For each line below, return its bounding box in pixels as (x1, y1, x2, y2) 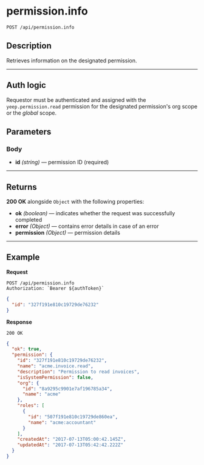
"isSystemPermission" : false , (17, 374, 94, 380)
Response (6, 318, 32, 326)
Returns (6, 182, 38, 192)
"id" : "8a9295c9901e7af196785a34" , (22, 386, 113, 392)
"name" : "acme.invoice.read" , (17, 363, 94, 369)
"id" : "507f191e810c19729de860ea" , (28, 413, 118, 420)
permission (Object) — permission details (15, 229, 120, 236)
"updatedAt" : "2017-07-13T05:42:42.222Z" (17, 442, 123, 448)
